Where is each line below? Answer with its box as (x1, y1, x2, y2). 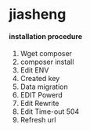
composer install (20, 57, 74, 67)
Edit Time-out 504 (20, 107, 80, 116)
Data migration (20, 82, 69, 91)
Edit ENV (20, 65, 49, 75)
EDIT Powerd (20, 90, 63, 100)
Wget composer (20, 49, 73, 58)
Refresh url (20, 115, 56, 125)
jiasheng (9, 5, 67, 23)
